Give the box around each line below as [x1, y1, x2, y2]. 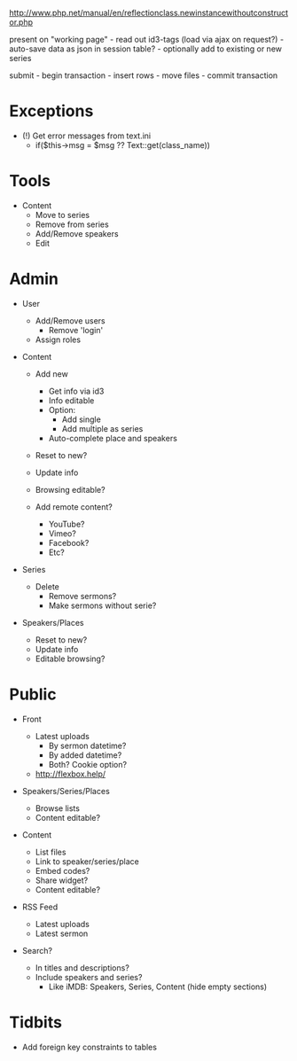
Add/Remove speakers [35, 228, 119, 238]
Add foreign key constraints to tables [21, 1041, 158, 1052]
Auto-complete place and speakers [48, 433, 177, 443]
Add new [35, 368, 68, 379]
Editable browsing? [35, 653, 106, 664]
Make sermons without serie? [48, 600, 157, 611]
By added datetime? [48, 749, 122, 761]
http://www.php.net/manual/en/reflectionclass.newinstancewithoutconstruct [9, 8, 289, 18]
